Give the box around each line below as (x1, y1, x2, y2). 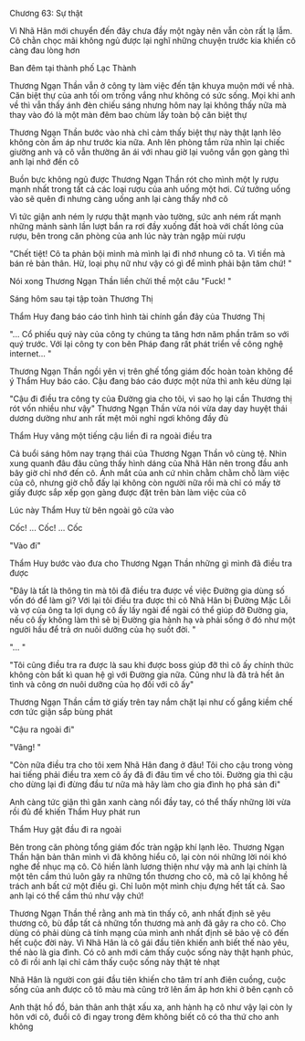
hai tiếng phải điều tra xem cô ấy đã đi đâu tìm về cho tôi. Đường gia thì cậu (9, 770, 294, 780)
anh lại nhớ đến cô (9, 156, 79, 167)
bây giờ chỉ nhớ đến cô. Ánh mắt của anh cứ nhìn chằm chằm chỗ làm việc (9, 468, 290, 478)
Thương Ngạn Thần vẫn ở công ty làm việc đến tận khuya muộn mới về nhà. (9, 80, 295, 90)
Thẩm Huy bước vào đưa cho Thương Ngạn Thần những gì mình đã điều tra (9, 558, 292, 568)
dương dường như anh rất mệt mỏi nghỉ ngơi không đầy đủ (9, 413, 228, 423)
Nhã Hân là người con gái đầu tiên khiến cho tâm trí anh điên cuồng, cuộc (9, 974, 287, 985)
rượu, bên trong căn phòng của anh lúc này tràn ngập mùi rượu (9, 230, 246, 241)
